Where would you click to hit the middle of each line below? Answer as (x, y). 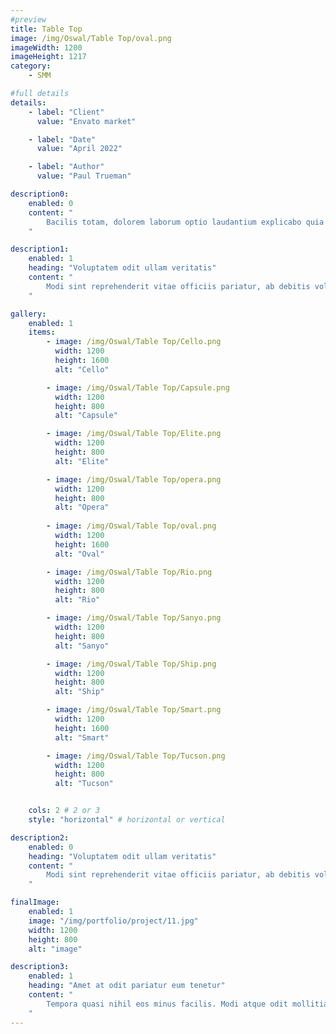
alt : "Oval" (79, 554)
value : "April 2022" (79, 149)
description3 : (40, 967)
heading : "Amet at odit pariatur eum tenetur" (127, 986)
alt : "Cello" (82, 369)
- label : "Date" (62, 139)
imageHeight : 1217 (48, 57)
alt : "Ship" (79, 692)
